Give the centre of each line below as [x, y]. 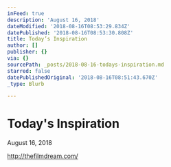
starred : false [29, 71]
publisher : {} [27, 52]
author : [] [23, 45]
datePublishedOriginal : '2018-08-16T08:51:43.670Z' [82, 77]
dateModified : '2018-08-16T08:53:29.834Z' [69, 26]
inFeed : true [26, 13]
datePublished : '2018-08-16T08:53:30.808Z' [70, 33]
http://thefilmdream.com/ [43, 156]
